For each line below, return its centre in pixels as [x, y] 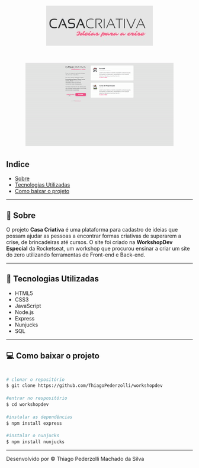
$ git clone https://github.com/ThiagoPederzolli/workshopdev [84, 386]
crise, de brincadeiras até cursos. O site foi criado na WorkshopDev [89, 242]
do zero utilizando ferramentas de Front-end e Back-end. [76, 255]
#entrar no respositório [37, 398]
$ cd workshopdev [28, 405]
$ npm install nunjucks [36, 442]
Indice [18, 164]
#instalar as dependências [39, 417]
